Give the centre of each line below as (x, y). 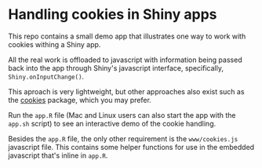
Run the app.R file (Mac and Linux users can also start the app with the (122, 115)
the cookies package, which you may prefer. (80, 100)
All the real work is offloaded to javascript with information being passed (125, 60)
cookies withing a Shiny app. (55, 44)
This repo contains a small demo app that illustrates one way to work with (127, 36)
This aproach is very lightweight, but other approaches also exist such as (126, 91)
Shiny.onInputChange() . (46, 76)
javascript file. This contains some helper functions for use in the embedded (131, 147)
